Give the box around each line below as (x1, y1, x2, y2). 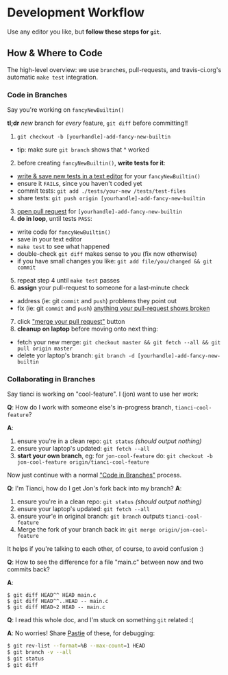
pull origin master (16, 345, 73, 353)
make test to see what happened (16, 242, 110, 251)
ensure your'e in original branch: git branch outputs (16, 512, 164, 521)
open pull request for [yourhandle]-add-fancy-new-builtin (16, 207, 183, 215)
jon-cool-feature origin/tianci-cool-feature (16, 459, 149, 466)
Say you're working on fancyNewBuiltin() (7, 106, 125, 114)
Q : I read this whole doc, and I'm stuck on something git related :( (7, 616, 194, 624)
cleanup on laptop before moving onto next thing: (16, 324, 159, 333)
